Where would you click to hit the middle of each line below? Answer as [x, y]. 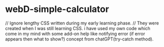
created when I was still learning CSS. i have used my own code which [78, 28]
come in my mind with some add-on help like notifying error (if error [75, 33]
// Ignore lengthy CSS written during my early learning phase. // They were [82, 23]
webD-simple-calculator [57, 9]
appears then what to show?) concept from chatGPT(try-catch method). [79, 39]
